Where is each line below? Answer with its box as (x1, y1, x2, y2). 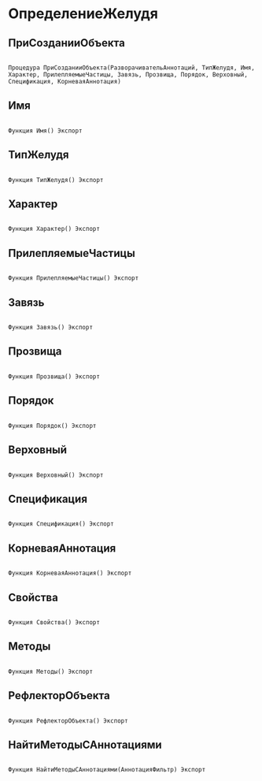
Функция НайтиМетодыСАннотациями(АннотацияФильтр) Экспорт (8, 766, 206, 774)
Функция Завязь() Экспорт (8, 324, 93, 332)
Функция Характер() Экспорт (8, 225, 101, 233)
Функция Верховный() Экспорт (8, 470, 104, 479)
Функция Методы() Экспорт (8, 668, 93, 675)
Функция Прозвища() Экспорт (8, 372, 101, 381)
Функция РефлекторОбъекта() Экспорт (8, 716, 128, 725)
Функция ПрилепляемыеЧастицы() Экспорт (8, 274, 139, 282)
